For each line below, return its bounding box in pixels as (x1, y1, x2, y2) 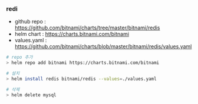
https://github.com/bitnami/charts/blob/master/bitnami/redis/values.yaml (14, 43, 192, 50)
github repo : (14, 18, 46, 25)
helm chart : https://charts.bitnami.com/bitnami (14, 31, 130, 38)
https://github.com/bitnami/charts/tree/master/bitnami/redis (14, 24, 160, 31)
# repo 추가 (6, 55, 33, 61)
